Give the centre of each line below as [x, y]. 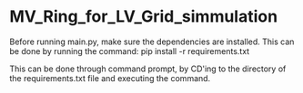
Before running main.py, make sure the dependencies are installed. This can [152, 42]
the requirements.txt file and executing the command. [110, 78]
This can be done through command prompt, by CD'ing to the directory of [148, 69]
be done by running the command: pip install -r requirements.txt [130, 51]
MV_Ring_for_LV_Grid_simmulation [144, 17]
